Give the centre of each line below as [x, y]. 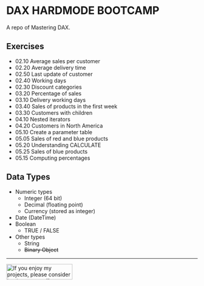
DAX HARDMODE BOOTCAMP [83, 11]
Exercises [25, 46]
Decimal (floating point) [53, 205]
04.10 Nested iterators [43, 119]
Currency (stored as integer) [60, 211]
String [32, 243]
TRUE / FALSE [42, 230]
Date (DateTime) [36, 217]
